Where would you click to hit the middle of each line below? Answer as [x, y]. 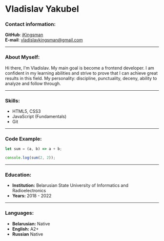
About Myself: [22, 57]
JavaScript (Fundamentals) [39, 117]
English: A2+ [25, 229]
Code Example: [23, 139]
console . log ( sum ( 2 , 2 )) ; [30, 158]
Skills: [13, 100]
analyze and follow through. [33, 83]
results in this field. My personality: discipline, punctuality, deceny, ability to [81, 78]
